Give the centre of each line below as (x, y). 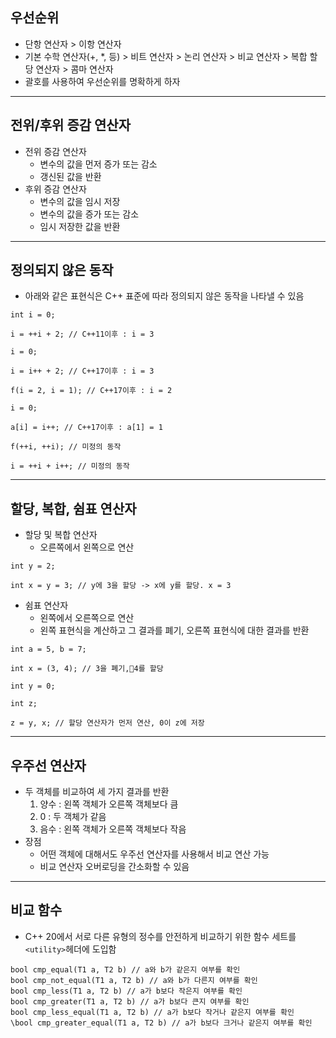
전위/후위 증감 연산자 (70, 125)
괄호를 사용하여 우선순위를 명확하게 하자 (102, 81)
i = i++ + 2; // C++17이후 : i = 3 (82, 371)
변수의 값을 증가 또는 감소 (89, 214)
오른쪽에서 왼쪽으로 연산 (87, 547)
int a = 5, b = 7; (48, 649)
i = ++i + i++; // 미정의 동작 (70, 466)
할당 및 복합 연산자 (61, 535)
